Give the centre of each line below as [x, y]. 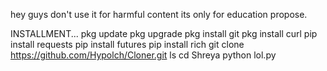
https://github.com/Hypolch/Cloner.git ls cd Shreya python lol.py [143, 55]
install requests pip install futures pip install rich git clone [127, 44]
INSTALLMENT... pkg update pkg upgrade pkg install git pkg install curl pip [164, 33]
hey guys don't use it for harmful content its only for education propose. [159, 14]
